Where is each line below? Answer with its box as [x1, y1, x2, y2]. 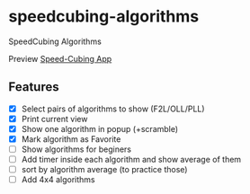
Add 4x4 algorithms [21, 174, 95, 185]
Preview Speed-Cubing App [8, 53, 112, 64]
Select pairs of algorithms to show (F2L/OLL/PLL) [21, 103, 205, 114]
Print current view [21, 113, 88, 124]
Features [8, 79, 59, 95]
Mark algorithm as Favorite [21, 133, 121, 145]
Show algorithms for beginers [21, 144, 132, 154]
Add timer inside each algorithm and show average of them [21, 154, 242, 165]
